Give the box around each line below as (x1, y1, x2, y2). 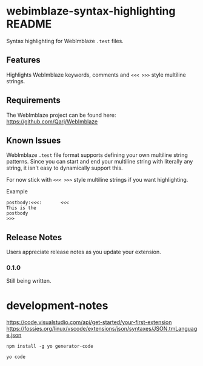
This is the (6, 205, 36, 211)
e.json (6, 331, 22, 339)
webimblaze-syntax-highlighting (6, 4, 176, 18)
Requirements (6, 95, 61, 106)
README (6, 17, 52, 31)
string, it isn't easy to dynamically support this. (6, 164, 123, 171)
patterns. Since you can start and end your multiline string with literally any (6, 158, 193, 165)
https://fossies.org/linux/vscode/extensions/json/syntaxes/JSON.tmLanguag (6, 325, 198, 333)
